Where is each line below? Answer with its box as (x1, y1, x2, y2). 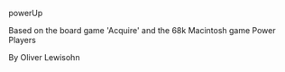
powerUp (8, 8, 43, 18)
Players (8, 35, 37, 45)
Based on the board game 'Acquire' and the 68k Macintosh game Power (8, 25, 276, 35)
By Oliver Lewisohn (8, 52, 80, 62)
